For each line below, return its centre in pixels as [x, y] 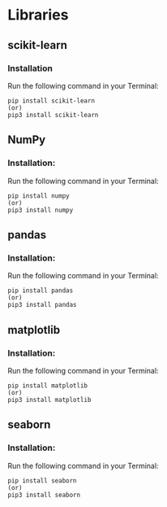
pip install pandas [41, 291]
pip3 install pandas [43, 305]
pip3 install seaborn [44, 495]
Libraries [38, 15]
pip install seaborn [43, 481]
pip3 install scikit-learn [53, 115]
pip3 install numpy [41, 210]
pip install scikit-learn [51, 101]
